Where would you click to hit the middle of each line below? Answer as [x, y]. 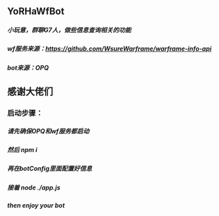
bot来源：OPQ [28, 67]
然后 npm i [22, 150]
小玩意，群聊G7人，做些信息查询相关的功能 [69, 30]
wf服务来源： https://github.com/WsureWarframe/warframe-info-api [109, 49]
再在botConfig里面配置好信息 [50, 169]
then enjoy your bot [36, 206]
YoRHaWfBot [36, 11]
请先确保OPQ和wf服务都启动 [48, 131]
